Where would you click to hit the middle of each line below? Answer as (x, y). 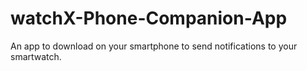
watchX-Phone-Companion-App (149, 18)
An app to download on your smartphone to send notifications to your (154, 46)
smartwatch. (36, 56)
